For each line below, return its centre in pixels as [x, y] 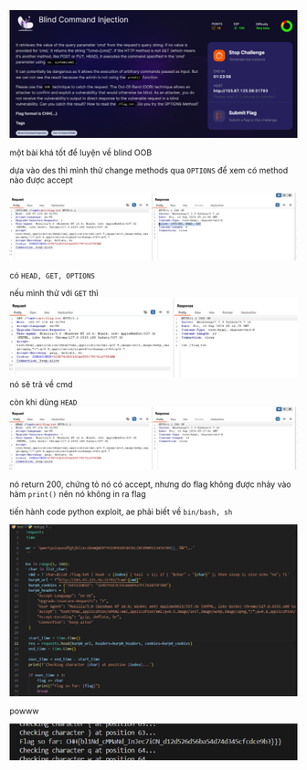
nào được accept [41, 180]
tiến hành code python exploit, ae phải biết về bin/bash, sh [121, 512]
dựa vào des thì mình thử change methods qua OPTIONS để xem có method [149, 170]
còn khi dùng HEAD [43, 402]
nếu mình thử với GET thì [54, 293]
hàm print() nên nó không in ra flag [78, 493]
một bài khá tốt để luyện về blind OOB [81, 153]
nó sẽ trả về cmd [41, 385]
